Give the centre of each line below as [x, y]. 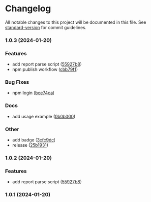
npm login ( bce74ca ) [33, 93]
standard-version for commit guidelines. [46, 27]
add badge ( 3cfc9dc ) [34, 140]
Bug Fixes [17, 82]
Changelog [28, 9]
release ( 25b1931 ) [30, 145]
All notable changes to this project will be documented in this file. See [76, 22]
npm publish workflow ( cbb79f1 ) [45, 69]
